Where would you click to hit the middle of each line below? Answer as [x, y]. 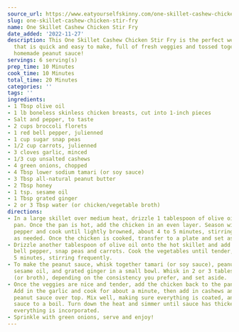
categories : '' [30, 87]
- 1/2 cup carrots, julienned [52, 146]
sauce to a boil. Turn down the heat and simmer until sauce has [113, 304]
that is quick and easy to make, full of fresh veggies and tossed [116, 47]
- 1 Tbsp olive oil [36, 106]
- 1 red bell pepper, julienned [55, 133]
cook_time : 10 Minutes [41, 73]
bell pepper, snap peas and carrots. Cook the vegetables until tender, [124, 251]
